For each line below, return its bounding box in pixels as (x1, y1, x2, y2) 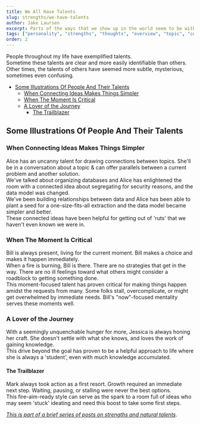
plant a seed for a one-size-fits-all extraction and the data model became (6, 202, 186, 209)
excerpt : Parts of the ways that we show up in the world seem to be (6, 25, 183, 32)
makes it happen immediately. (6, 255, 79, 262)
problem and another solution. (6, 170, 80, 177)
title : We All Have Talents (6, 8, 76, 15)
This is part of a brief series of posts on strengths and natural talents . (6, 411, 177, 418)
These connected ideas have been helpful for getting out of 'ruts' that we (6, 214, 186, 221)
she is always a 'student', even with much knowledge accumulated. (6, 354, 171, 361)
